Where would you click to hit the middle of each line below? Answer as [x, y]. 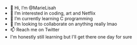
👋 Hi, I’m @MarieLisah [33, 8]
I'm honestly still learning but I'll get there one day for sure [71, 37]
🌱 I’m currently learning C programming [51, 18]
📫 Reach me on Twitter [35, 30]
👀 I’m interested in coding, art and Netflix [53, 13]
